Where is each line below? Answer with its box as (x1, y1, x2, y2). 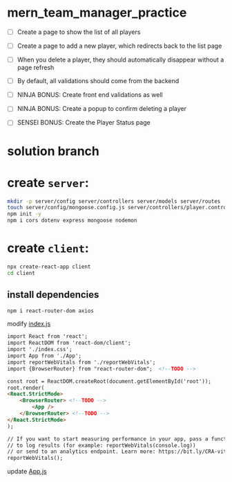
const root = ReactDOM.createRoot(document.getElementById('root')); (7, 377, 212, 385)
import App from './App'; (7, 352, 81, 359)
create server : (7, 175, 90, 190)
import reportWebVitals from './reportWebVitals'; (7, 359, 156, 366)
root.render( (7, 384, 45, 391)
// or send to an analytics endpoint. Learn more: (7, 448, 156, 455)
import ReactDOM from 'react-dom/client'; (7, 339, 131, 347)
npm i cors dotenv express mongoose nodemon (7, 217, 137, 224)
